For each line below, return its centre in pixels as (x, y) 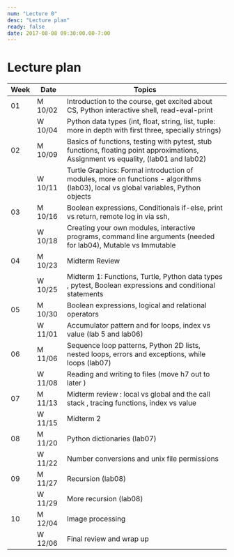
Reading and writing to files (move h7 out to (139, 374)
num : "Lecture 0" (32, 14)
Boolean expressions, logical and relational (137, 305)
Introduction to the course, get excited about (140, 102)
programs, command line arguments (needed (141, 236)
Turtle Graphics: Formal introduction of (130, 170)
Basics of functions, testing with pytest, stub (140, 142)
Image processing (96, 519)
